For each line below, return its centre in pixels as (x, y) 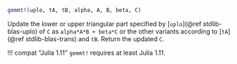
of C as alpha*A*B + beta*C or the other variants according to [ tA (133, 31)
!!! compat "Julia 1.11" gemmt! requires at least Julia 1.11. (86, 53)
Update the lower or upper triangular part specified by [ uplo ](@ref (104, 23)
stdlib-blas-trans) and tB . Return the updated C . (95, 38)
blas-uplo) (22, 31)
